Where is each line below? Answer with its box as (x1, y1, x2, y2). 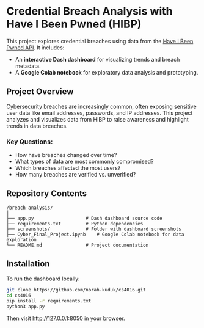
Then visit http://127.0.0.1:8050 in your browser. (6, 315, 125, 322)
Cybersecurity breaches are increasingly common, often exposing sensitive (6, 103, 197, 110)
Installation (6, 258, 50, 269)
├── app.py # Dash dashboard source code (6, 215, 163, 221)
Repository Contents (6, 188, 87, 199)
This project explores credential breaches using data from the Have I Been (6, 37, 194, 45)
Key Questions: (6, 137, 53, 146)
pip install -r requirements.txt (6, 298, 92, 304)
